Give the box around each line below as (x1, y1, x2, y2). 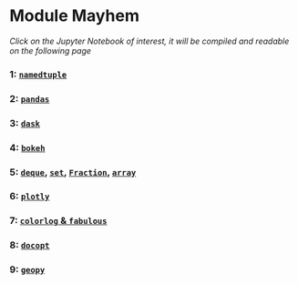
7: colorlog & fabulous (9, 215, 108, 228)
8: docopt (9, 238, 50, 251)
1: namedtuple (9, 67, 67, 80)
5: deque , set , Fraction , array (9, 166, 137, 178)
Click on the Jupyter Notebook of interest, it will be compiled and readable (9, 35, 290, 46)
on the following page (9, 45, 92, 56)
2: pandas (9, 92, 50, 105)
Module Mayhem (9, 5, 139, 26)
